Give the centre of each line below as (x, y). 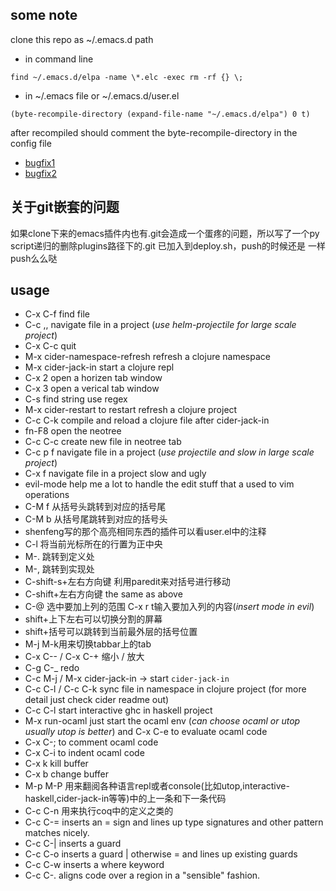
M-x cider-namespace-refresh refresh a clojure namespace (147, 357)
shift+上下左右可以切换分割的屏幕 (93, 619)
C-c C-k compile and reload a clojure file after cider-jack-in (147, 420)
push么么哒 (34, 258)
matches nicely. (57, 833)
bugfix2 (40, 173)
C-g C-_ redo (52, 668)
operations (47, 495)
